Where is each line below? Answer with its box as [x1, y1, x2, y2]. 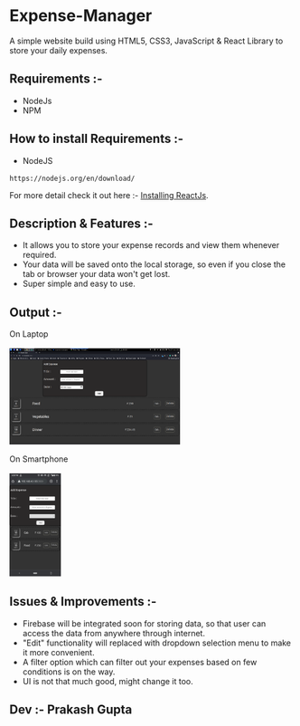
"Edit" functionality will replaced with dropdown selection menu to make [22, 637, 292, 648]
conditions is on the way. [22, 666, 116, 677]
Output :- [9, 304, 62, 320]
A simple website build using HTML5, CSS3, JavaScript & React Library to [9, 35, 284, 46]
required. [22, 250, 57, 261]
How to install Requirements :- [9, 131, 183, 147]
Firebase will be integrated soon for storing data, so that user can [22, 617, 267, 629]
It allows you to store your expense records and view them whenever [22, 240, 280, 251]
